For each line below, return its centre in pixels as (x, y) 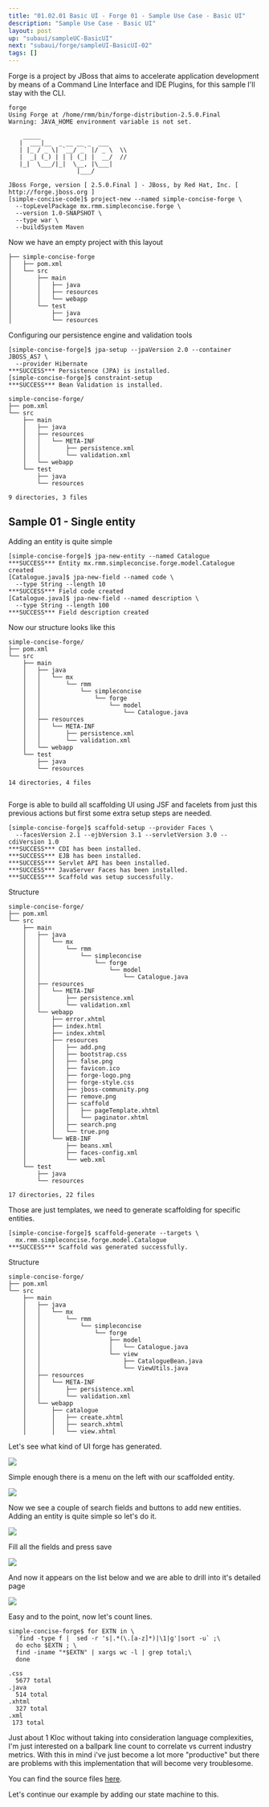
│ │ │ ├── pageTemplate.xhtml (91, 1110)
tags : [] (23, 53)
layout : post (30, 31)
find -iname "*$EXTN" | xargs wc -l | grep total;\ (104, 1652)
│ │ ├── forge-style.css (79, 1082)
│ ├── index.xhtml (64, 1033)
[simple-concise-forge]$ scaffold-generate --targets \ (104, 1233)
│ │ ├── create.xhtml (73, 1417)
